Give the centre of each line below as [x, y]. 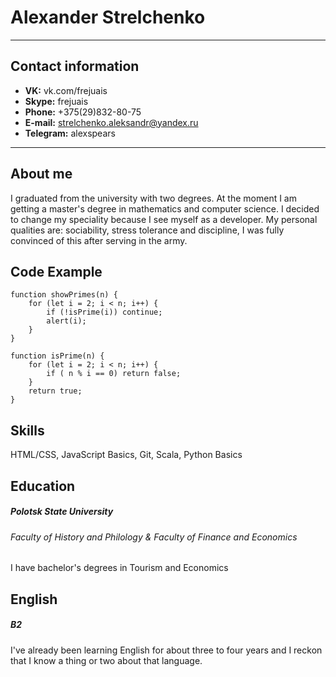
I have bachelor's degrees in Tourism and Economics [119, 568]
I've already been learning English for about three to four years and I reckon [166, 650]
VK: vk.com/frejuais [66, 90]
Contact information [75, 66]
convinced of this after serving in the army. [99, 240]
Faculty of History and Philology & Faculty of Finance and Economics [154, 537]
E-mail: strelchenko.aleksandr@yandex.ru [111, 122]
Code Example [56, 271]
